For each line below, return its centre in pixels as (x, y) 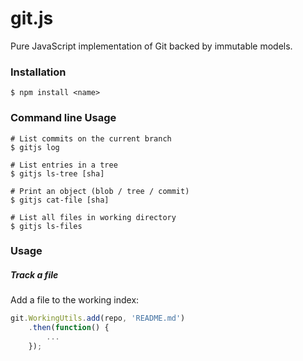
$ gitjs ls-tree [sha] (57, 173)
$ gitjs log (35, 147)
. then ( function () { (69, 328)
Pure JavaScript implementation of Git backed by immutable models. (151, 46)
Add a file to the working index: (75, 300)
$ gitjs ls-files (46, 226)
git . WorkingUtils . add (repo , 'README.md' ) (98, 318)
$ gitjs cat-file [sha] (60, 200)
